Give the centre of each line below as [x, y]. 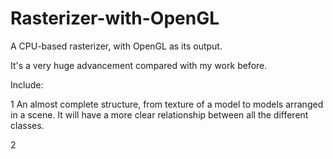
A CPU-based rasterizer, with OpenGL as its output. [116, 46]
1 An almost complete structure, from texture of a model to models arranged [167, 104]
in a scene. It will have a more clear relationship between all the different [159, 114]
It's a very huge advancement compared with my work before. [139, 65]
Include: [27, 84]
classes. [27, 125]
